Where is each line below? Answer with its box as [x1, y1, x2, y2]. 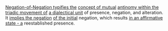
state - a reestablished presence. [5, 20, 75, 26]
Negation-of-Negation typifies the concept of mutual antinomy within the [5, 4, 159, 10]
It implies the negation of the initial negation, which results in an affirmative [5, 15, 163, 20]
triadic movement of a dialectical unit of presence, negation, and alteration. [5, 9, 163, 15]
